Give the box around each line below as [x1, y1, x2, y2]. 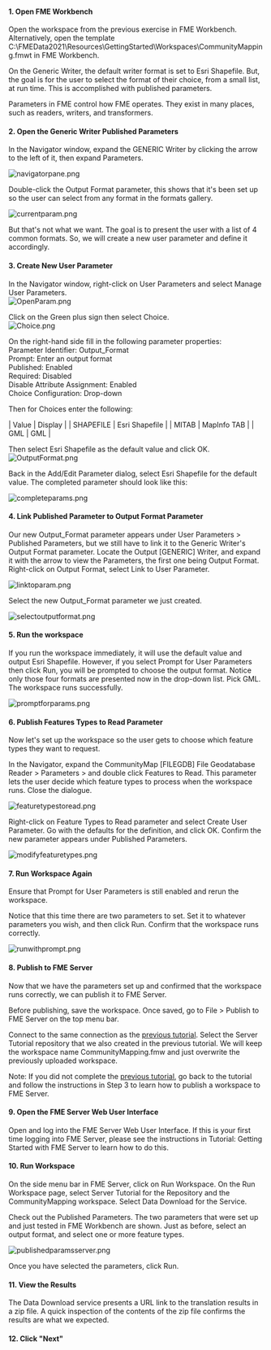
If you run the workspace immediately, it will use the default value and [8, 648, 243, 658]
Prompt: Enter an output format [8, 354, 113, 364]
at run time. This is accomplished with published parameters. [8, 84, 213, 94]
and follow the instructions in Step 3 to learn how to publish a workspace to [8, 1080, 261, 1090]
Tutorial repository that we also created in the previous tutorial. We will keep [8, 1038, 263, 1048]
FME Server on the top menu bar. [8, 1013, 119, 1024]
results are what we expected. [8, 1315, 110, 1325]
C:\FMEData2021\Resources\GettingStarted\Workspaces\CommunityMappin [8, 41, 264, 52]
